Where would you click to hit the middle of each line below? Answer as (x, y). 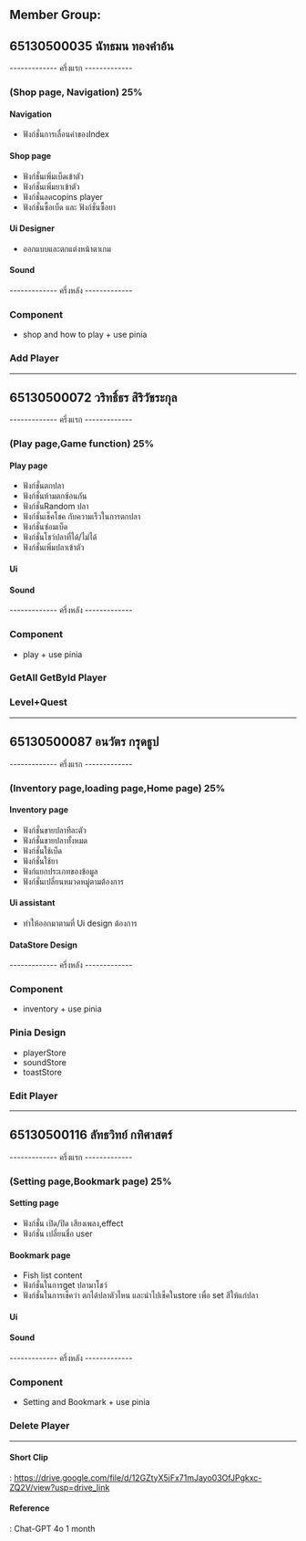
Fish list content (52, 1275)
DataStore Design (43, 945)
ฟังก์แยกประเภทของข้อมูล (60, 871)
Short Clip (29, 1457)
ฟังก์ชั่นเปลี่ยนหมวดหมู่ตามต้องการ (73, 881)
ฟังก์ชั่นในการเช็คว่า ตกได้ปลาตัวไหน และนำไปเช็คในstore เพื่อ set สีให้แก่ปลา (140, 1295)
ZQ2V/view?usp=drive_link (60, 1487)
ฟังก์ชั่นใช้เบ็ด (42, 850)
